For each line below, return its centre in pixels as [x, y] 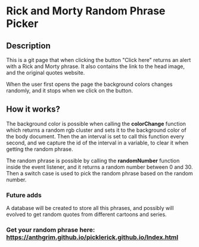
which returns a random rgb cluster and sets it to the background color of [96, 130]
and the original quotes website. [46, 72]
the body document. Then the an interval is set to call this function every [95, 136]
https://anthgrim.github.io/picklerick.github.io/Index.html [92, 237]
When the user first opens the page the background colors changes [89, 84]
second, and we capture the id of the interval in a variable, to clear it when [97, 143]
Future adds [24, 195]
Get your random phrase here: [51, 230]
